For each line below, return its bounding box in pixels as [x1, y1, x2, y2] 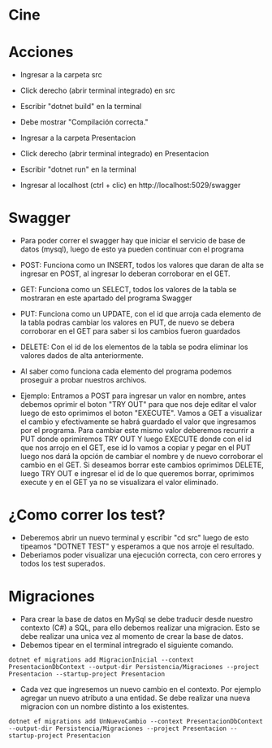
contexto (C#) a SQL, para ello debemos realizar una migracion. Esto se [19, 623, 261, 632]
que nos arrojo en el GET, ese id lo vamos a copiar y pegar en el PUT [19, 443, 252, 453]
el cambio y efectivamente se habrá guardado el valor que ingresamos [19, 417, 257, 426]
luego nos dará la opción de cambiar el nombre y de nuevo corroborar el [19, 452, 264, 461]
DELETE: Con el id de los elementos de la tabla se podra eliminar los [19, 342, 248, 352]
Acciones [8, 43, 74, 62]
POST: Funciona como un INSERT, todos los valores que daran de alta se [19, 260, 264, 270]
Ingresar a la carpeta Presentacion [19, 133, 136, 143]
